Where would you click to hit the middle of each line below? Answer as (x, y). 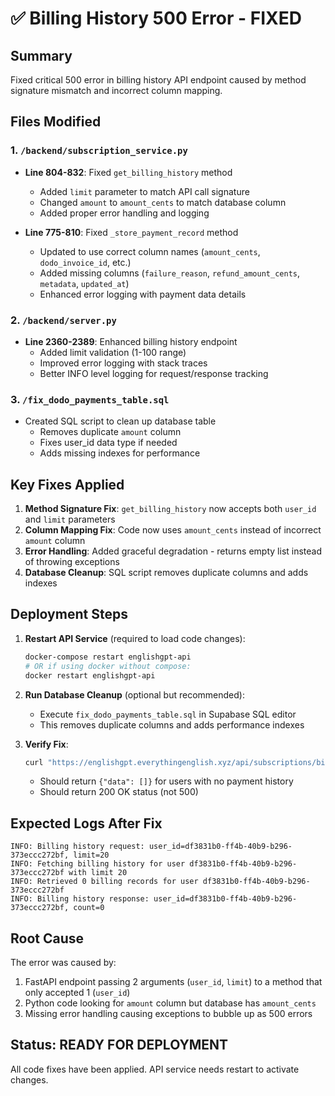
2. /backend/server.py (63, 320)
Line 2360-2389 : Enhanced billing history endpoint (131, 341)
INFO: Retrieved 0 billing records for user (104, 882)
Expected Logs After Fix (86, 823)
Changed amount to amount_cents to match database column (163, 202)
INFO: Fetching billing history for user (98, 864)
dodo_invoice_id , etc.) (85, 262)
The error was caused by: (63, 963)
